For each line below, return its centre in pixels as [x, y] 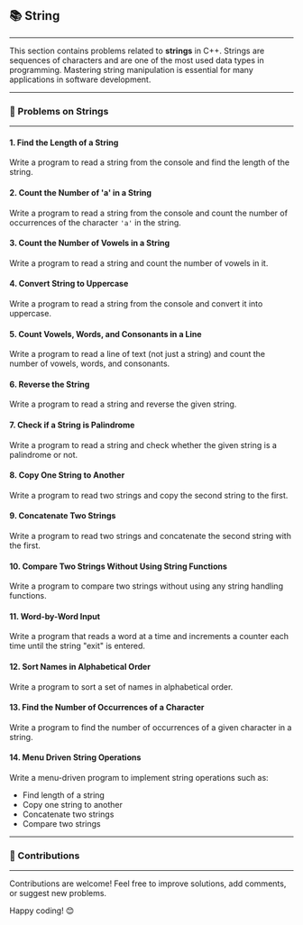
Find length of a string [64, 795]
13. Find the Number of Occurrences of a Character [107, 708]
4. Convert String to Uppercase [69, 284]
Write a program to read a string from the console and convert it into [136, 303]
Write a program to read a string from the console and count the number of [149, 213]
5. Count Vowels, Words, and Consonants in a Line [106, 334]
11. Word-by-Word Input [55, 616]
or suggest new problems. [58, 893]
